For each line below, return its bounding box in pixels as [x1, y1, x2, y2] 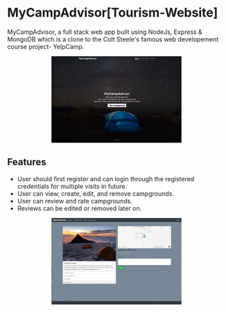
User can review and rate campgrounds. [17, 196, 133, 205]
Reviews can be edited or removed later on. [17, 204, 142, 212]
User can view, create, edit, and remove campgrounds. [17, 189, 175, 198]
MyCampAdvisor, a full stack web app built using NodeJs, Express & [7, 28, 202, 36]
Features [7, 156, 46, 168]
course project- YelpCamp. [7, 42, 85, 51]
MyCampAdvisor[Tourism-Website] [7, 5, 218, 21]
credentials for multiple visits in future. [17, 182, 128, 190]
